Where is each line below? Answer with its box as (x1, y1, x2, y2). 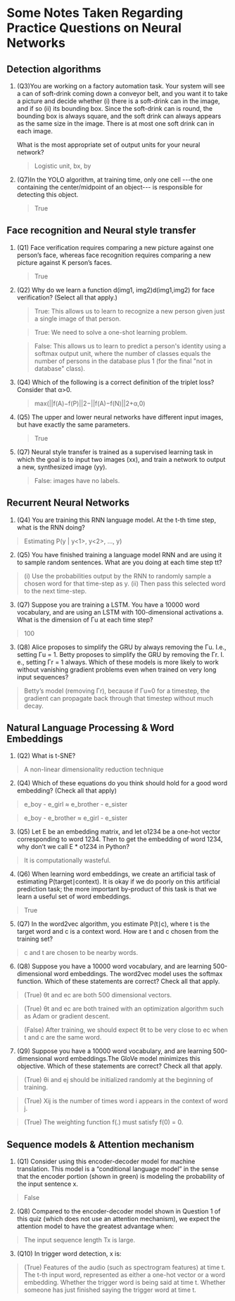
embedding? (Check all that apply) (16, 786, 118, 795)
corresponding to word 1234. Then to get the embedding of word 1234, (16, 835, 223, 843)
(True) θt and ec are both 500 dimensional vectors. (23, 991, 172, 999)
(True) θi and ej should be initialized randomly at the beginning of (23, 1076, 214, 1084)
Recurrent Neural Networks (6, 497, 130, 509)
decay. (23, 701, 44, 710)
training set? (16, 934, 53, 944)
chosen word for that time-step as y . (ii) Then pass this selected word (23, 579, 226, 588)
